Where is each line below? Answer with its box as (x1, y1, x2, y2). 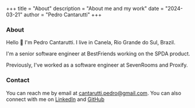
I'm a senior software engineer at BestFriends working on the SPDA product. (6, 50, 190, 57)
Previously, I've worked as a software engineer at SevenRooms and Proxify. (6, 61, 189, 69)
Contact (6, 76, 30, 84)
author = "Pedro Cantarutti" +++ (23, 11, 102, 18)
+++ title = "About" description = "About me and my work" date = (6, 5, 164, 12)
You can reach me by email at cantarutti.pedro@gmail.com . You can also (6, 89, 182, 96)
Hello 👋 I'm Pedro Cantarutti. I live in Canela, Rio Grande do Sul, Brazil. (6, 39, 176, 46)
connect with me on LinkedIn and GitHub (6, 96, 105, 103)
